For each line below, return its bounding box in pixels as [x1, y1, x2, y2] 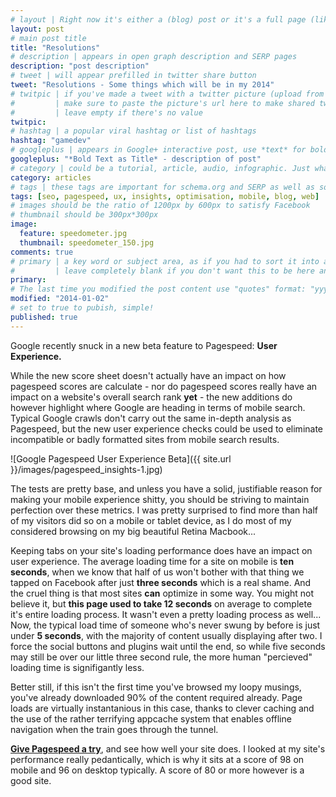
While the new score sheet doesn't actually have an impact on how [10, 369, 287, 381]
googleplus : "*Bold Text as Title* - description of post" [10, 154, 262, 164]
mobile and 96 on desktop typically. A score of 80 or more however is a [10, 764, 305, 776]
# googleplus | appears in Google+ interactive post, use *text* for [10, 145, 307, 155]
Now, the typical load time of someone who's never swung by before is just [10, 619, 321, 631]
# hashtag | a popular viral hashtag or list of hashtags [10, 126, 257, 136]
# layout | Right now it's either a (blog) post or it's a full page [10, 14, 307, 25]
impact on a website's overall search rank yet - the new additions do [10, 391, 293, 403]
